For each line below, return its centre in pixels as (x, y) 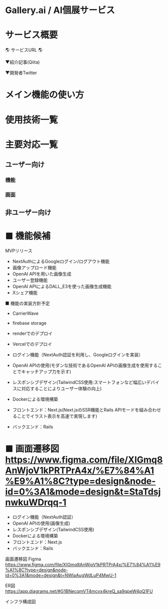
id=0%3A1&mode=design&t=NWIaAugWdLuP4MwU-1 (61, 575)
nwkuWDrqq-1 (36, 502)
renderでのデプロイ (32, 333)
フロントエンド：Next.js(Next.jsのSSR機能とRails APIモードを (76, 410)
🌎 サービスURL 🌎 (24, 50)
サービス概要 (32, 35)
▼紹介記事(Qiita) (22, 62)
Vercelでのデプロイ (32, 344)
